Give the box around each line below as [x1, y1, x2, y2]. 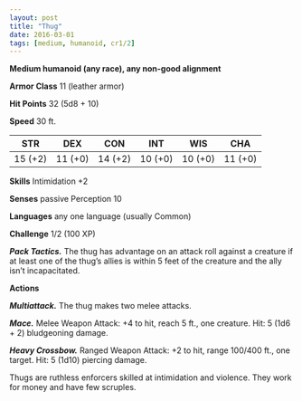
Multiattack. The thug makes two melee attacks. [9, 301, 192, 311]
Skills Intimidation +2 [9, 176, 89, 186]
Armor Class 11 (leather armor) [9, 81, 125, 91]
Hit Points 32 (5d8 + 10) [9, 99, 99, 110]
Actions [9, 282, 40, 294]
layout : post [9, 13, 59, 23]
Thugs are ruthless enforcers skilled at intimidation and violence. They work [9, 372, 292, 383]
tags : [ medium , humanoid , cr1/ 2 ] [9, 38, 136, 48]
